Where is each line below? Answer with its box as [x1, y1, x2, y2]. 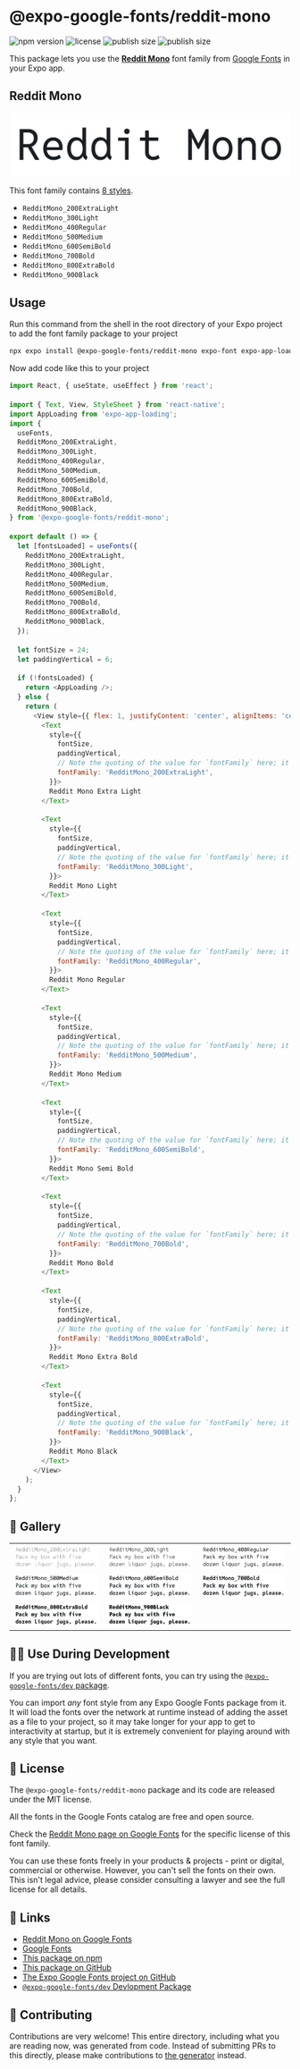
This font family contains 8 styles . [9, 185, 134, 196]
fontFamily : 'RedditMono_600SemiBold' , [56, 1145, 205, 1154]
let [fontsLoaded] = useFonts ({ [17, 542, 138, 551]
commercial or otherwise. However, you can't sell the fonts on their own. [9, 1865, 276, 1876]
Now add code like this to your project [9, 363, 150, 374]
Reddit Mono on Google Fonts [21, 1934, 132, 1945]
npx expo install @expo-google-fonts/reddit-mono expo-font [9, 347, 238, 356]
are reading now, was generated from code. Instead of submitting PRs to [9, 2040, 277, 2051]
